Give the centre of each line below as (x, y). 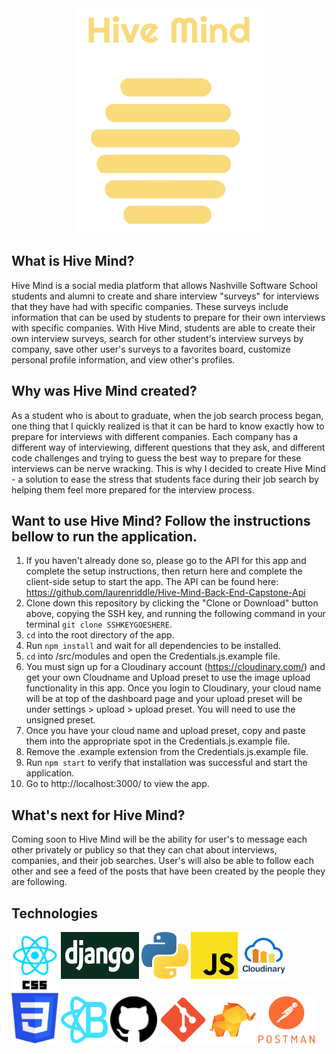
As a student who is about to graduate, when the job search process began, (167, 415)
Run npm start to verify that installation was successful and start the (166, 763)
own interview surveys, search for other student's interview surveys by (157, 338)
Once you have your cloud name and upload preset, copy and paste (165, 731)
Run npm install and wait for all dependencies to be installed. (153, 646)
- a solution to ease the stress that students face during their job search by (165, 479)
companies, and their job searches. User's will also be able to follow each (162, 861)
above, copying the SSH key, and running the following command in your (175, 614)
